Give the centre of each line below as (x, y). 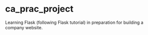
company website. (24, 27)
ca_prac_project (39, 9)
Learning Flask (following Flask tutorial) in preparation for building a (74, 22)
